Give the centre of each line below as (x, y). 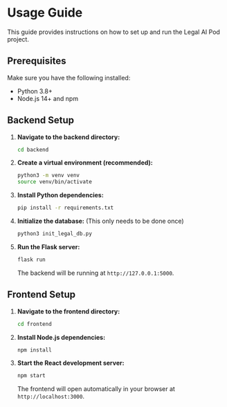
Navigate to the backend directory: (69, 137)
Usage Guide (45, 13)
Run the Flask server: (48, 246)
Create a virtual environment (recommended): (85, 163)
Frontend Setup (42, 295)
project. (18, 39)
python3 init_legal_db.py (54, 234)
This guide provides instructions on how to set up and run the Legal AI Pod (113, 32)
